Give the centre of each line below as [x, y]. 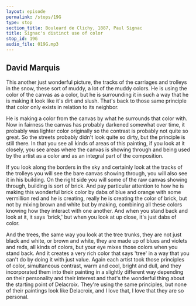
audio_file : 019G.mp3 [32, 45]
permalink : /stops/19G [34, 17]
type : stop [19, 22]
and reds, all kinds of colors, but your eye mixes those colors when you [92, 247]
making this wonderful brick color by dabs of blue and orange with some [94, 192]
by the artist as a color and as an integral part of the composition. [85, 155]
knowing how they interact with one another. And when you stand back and [97, 210]
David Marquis [33, 68]
